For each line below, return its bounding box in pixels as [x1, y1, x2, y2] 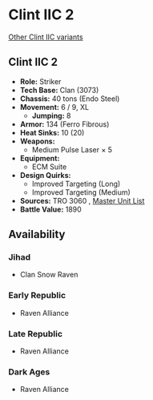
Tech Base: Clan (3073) [19, 85, 99, 95]
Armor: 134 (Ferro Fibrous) [19, 119, 110, 129]
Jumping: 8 [31, 111, 71, 120]
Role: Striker [19, 76, 62, 86]
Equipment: [19, 153, 60, 163]
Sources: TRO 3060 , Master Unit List [19, 196, 145, 205]
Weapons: [19, 136, 55, 146]
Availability [8, 228, 66, 241]
